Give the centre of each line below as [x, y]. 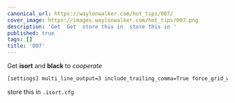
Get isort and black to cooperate [55, 66]
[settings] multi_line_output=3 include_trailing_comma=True [98, 79]
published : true [31, 33]
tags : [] [20, 40]
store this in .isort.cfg [41, 92]
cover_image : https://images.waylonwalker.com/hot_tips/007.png [103, 20]
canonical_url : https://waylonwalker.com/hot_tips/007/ [90, 14]
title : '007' [26, 46]
